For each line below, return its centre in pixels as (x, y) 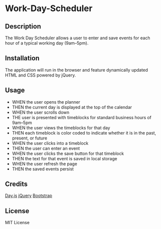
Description (23, 26)
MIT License (17, 223)
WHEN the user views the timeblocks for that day (61, 128)
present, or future (29, 138)
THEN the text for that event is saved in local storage (65, 158)
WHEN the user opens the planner (46, 102)
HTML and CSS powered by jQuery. (40, 75)
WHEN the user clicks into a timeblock (50, 143)
